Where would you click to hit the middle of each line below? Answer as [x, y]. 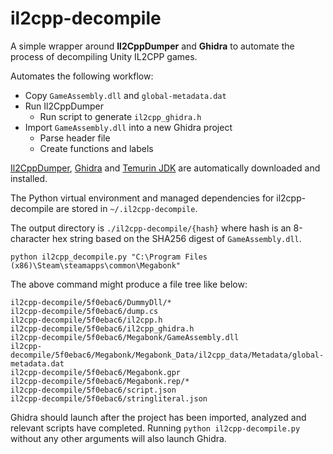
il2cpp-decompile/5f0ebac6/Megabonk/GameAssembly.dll [125, 337]
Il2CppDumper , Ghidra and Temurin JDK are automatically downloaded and [165, 168]
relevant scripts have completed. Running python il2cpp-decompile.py [155, 428]
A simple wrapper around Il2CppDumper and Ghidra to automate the [152, 46]
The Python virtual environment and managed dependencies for [142, 198]
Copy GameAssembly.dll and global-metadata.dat [125, 95]
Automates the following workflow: [82, 76]
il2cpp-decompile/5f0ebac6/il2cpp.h [86, 320]
